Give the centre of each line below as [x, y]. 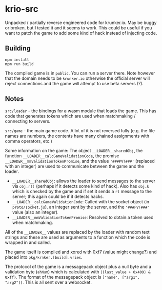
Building [18, 48]
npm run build [20, 64]
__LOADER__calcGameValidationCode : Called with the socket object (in [81, 201]
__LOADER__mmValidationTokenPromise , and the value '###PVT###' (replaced [80, 161]
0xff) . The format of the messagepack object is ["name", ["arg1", [72, 277]
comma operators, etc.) [29, 141]
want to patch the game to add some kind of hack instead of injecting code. [81, 33]
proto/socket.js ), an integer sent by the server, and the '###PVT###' [81, 207]
